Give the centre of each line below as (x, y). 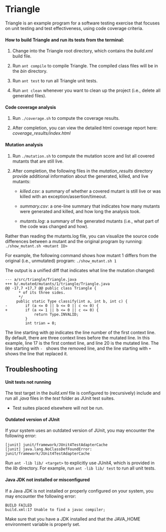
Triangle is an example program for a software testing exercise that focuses (83, 23)
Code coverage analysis (31, 107)
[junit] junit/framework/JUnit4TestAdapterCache (56, 445)
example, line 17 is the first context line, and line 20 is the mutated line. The (82, 343)
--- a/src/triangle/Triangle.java (41, 279)
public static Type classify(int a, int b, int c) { (72, 301)
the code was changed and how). (54, 226)
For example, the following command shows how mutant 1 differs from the (81, 255)
